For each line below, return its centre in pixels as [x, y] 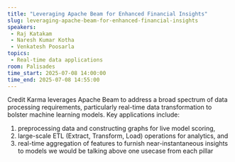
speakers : [22, 27]
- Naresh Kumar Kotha [42, 40]
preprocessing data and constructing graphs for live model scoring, [116, 129]
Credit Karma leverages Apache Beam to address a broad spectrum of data [118, 100]
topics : [19, 54]
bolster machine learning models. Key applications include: [93, 115]
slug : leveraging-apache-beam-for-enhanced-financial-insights [103, 21]
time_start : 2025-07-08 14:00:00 [57, 73]
